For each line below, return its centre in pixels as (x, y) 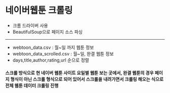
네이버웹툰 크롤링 (39, 10)
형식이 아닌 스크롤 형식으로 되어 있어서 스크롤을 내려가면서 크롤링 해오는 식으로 (87, 79)
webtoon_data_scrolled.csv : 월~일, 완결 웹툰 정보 (63, 53)
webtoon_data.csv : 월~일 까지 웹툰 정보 (53, 47)
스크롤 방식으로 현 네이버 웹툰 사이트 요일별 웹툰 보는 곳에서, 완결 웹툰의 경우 (80, 73)
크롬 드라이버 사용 (30, 25)
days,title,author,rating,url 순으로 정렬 (51, 60)
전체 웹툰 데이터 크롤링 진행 (32, 85)
